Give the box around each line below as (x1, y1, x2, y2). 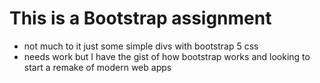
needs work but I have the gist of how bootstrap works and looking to (23, 50, 311, 62)
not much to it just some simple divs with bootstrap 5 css (23, 40, 259, 52)
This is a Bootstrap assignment (9, 7, 272, 30)
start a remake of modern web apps (23, 61, 172, 73)
